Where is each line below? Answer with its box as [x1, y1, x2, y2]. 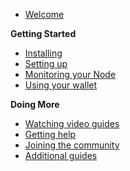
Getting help [24, 129, 77, 140]
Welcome [24, 9, 65, 20]
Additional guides [24, 150, 98, 161]
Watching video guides [24, 118, 120, 129]
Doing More [10, 99, 60, 110]
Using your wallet [24, 79, 98, 91]
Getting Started [10, 28, 77, 39]
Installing [24, 47, 63, 59]
